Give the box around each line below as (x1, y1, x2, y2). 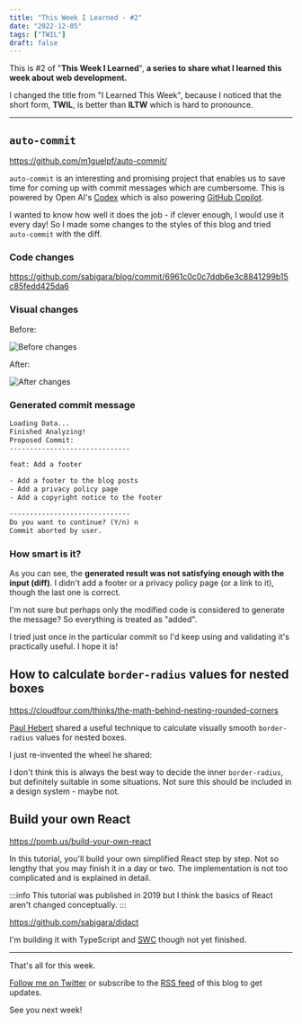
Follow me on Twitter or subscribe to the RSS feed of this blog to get (9, 977, 262, 988)
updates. (9, 986, 42, 998)
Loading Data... (9, 419, 70, 428)
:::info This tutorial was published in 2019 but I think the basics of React (9, 889, 273, 900)
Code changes (9, 251, 75, 263)
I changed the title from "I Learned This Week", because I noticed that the (9, 90, 282, 101)
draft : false (9, 38, 58, 48)
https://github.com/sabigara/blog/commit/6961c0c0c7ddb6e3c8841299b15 (9, 272, 289, 282)
